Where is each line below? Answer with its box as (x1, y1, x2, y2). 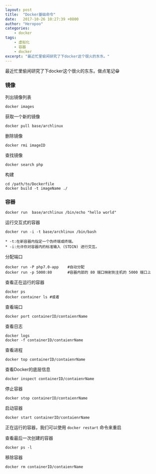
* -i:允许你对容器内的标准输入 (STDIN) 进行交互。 (5, 244, 99, 249)
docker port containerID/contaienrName (5, 314, 88, 319)
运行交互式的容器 (5, 219, 40, 225)
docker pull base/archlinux (5, 123, 64, 128)
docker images (5, 104, 35, 109)
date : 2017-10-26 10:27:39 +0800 (5, 16, 79, 21)
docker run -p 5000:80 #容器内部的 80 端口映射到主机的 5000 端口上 (5, 270, 152, 275)
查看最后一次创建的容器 (5, 435, 53, 441)
